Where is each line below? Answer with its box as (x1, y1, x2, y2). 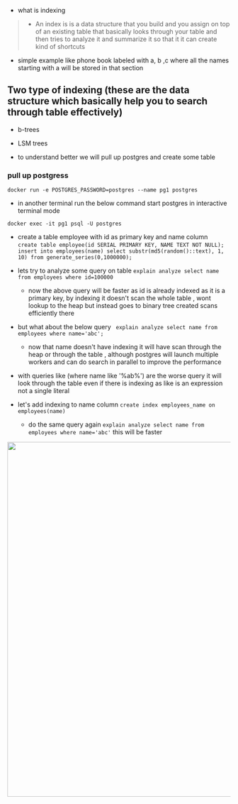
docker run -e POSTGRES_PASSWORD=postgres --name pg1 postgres (7, 187, 198, 194)
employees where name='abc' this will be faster (28, 428, 163, 436)
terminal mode (17, 206, 60, 215)
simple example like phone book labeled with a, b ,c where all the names (17, 56, 229, 65)
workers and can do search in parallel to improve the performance (28, 358, 222, 366)
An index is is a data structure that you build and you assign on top (35, 20, 230, 28)
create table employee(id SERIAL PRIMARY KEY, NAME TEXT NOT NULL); (17, 241, 225, 249)
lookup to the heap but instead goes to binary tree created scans (28, 302, 218, 310)
